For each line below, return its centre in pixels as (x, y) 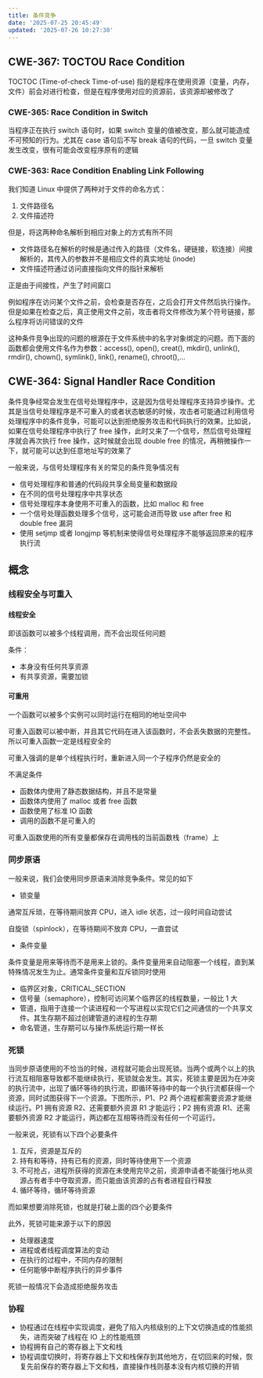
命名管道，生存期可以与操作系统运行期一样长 (92, 1027)
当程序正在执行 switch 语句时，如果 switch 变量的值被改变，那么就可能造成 (129, 130)
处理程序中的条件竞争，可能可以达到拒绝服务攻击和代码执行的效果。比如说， (131, 421)
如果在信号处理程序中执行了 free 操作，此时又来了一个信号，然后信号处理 (126, 431)
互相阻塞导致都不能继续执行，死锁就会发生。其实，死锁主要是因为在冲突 (138, 1078)
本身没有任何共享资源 (54, 667)
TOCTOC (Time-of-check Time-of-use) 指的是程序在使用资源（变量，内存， (131, 82)
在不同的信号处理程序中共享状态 (71, 493)
